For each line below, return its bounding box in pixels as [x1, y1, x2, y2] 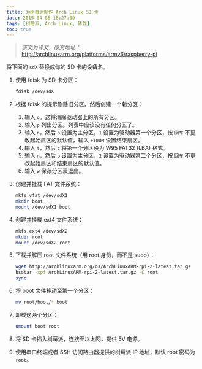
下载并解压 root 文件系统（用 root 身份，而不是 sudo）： [15, 251, 155, 258]
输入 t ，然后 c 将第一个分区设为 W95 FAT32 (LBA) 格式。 [24, 144, 168, 152]
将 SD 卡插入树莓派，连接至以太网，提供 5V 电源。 [15, 335, 143, 343]
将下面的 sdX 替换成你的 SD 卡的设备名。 [6, 63, 109, 71]
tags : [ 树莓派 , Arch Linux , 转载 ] [6, 20, 90, 26]
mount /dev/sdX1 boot [15, 204, 70, 210]
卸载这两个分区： [15, 311, 59, 318]
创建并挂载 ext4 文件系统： [15, 216, 84, 223]
